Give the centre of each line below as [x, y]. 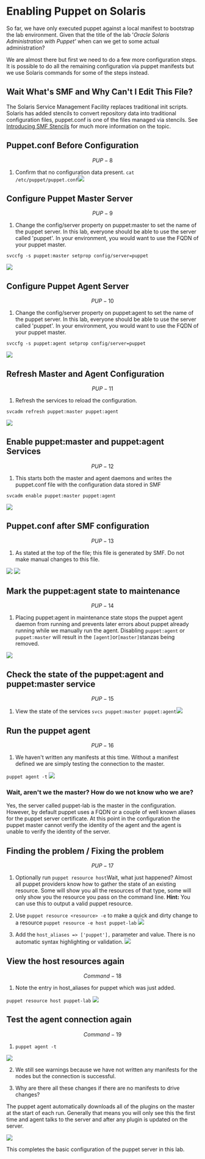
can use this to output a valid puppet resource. [74, 904]
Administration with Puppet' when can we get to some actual [83, 41]
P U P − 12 [103, 466]
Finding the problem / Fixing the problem [85, 851]
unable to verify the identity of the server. [59, 832]
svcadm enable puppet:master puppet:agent [61, 496]
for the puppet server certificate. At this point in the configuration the [93, 818]
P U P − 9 [103, 213]
